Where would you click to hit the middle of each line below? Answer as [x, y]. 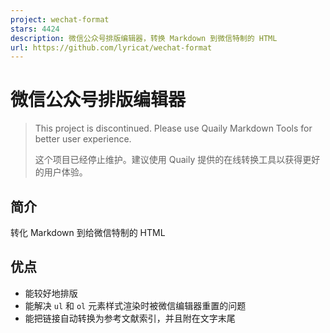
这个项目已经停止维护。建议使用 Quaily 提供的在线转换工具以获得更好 [177, 160]
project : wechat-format [60, 19]
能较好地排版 [51, 293]
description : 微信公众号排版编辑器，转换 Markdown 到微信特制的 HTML [144, 38]
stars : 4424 [35, 29]
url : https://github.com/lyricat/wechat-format [111, 47]
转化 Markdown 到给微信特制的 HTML [88, 232]
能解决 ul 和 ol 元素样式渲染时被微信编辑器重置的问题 [135, 305]
